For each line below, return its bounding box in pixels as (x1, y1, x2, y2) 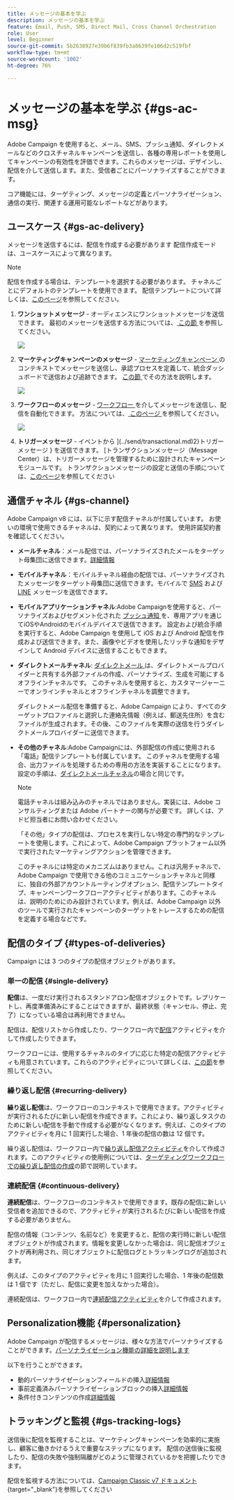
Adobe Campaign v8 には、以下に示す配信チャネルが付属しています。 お (7, 515, 215, 523)
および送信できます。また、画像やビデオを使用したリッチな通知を (23, 638, 212, 646)
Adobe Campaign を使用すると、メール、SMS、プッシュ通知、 (7, 140, 188, 148)
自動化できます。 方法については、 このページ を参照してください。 (29, 409, 223, 418)
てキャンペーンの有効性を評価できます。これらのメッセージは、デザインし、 (7, 157, 226, 166)
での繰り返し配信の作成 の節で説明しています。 (7, 1161, 141, 1170)
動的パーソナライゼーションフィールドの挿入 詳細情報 (17, 1375, 170, 1383)
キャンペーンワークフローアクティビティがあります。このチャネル (29, 888, 217, 897)
